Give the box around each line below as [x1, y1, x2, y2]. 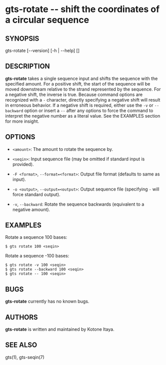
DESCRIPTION [5, 62, 50, 71]
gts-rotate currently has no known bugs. [5, 298, 89, 305]
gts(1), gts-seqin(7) [5, 354, 45, 360]
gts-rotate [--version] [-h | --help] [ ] [5, 48, 80, 53]
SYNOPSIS [5, 34, 39, 43]
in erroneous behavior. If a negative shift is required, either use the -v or [5, 102, 153, 108]
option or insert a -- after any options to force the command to [24, 107, 153, 114]
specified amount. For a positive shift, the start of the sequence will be [5, 80, 150, 86]
